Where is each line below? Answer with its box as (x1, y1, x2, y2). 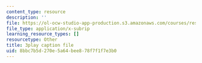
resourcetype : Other (6, 37, 58, 43)
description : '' (6, 14, 47, 20)
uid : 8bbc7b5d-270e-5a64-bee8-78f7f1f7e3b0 (6, 48, 117, 54)
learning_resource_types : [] (6, 31, 79, 37)
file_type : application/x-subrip (6, 25, 90, 32)
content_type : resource (6, 8, 66, 15)
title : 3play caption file (6, 43, 74, 49)
